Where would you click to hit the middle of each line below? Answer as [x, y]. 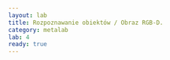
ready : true [28, 44]
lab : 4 [19, 37]
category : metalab [38, 30]
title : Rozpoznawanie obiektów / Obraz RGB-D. [86, 23]
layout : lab [28, 15]
